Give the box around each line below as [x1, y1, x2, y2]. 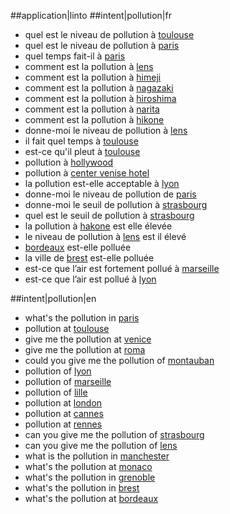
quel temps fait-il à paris [24, 50, 126, 62]
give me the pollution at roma [24, 344, 146, 355]
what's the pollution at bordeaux [24, 493, 159, 504]
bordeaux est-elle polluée [24, 241, 132, 253]
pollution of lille [24, 386, 88, 398]
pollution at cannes [24, 408, 104, 419]
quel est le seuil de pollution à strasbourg [24, 210, 195, 221]
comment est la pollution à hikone [24, 114, 165, 125]
